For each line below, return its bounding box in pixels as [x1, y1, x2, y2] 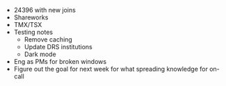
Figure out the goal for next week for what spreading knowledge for [13, 65, 209, 73]
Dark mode [24, 50, 57, 58]
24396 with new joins [13, 6, 76, 14]
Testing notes [13, 28, 54, 36]
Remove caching [24, 35, 73, 44]
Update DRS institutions [24, 43, 92, 51]
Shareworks [13, 13, 49, 21]
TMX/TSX [13, 21, 42, 28]
